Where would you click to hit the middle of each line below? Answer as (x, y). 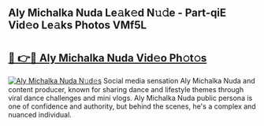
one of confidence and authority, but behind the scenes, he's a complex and (132, 106)
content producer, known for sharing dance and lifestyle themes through (126, 89)
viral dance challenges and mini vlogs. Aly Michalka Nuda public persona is (130, 98)
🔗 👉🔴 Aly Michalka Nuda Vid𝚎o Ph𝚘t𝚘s (108, 58)
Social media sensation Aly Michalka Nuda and (180, 81)
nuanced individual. (40, 115)
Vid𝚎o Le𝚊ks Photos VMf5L (78, 26)
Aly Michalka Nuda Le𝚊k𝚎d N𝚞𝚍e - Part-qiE (117, 13)
